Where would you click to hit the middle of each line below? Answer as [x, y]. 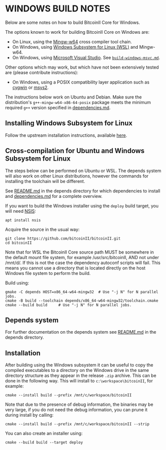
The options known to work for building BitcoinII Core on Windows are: [77, 32]
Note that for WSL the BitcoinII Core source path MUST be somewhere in [80, 252]
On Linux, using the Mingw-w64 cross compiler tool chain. [72, 42]
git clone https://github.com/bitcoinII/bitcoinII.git [63, 238]
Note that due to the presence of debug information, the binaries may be [79, 405]
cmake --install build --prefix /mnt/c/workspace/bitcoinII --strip [77, 424]
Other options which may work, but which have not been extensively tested [82, 67]
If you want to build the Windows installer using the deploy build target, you [82, 206]
